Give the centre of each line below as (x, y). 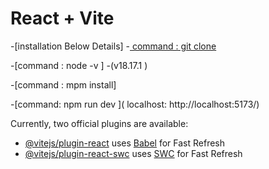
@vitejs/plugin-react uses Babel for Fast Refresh (125, 143)
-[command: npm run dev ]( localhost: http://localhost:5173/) (135, 104)
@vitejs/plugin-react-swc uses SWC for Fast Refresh (133, 153)
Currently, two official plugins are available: (99, 123)
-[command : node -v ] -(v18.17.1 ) (79, 65)
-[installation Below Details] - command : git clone (113, 46)
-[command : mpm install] (63, 84)
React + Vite (62, 18)
